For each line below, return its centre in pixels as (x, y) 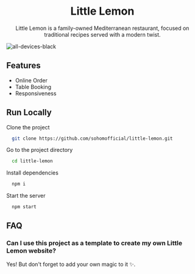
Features (23, 66)
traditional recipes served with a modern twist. (102, 34)
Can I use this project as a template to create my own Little (94, 243)
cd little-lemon (32, 161)
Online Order (31, 80)
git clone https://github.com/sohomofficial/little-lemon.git (92, 139)
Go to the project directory (40, 150)
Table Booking (33, 87)
